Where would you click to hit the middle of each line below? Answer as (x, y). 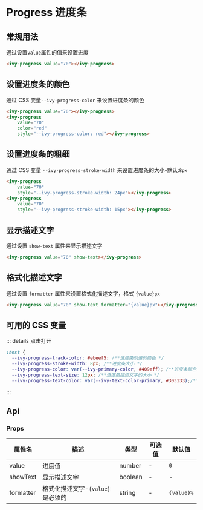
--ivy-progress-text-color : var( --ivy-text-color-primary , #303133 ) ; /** (105, 380)
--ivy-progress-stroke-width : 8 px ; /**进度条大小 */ (77, 364)
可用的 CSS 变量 (36, 325)
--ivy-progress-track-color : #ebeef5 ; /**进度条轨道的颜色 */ (88, 358)
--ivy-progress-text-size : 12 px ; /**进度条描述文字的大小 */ (86, 375)
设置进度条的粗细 (38, 154)
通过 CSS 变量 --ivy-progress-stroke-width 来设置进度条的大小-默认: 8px (97, 170)
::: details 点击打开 (29, 341)
